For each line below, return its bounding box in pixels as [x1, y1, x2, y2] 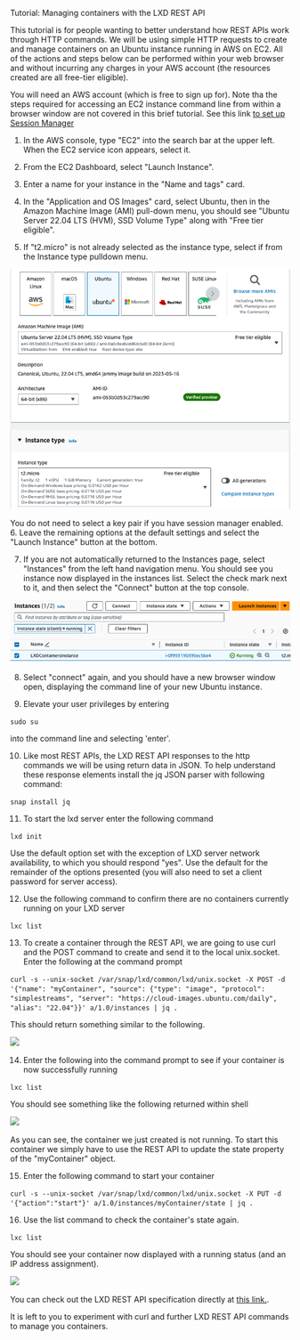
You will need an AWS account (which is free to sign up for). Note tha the [10, 89, 279, 100]
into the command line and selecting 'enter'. [10, 733, 172, 743]
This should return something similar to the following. [10, 1019, 206, 1029]
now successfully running [22, 1064, 118, 1075]
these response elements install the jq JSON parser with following [22, 769, 265, 780]
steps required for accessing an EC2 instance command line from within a [10, 99, 281, 110]
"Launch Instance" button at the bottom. [10, 536, 158, 547]
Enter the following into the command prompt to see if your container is [22, 1054, 285, 1065]
